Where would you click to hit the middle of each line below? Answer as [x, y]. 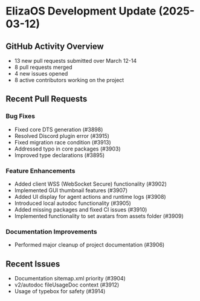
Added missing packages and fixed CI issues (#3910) [81, 209]
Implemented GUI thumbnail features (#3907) [71, 190]
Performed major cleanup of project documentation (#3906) [89, 245]
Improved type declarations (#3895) [60, 155]
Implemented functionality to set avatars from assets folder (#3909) [99, 216]
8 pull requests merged [44, 67]
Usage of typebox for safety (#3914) [60, 291]
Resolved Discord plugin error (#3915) [62, 136]
